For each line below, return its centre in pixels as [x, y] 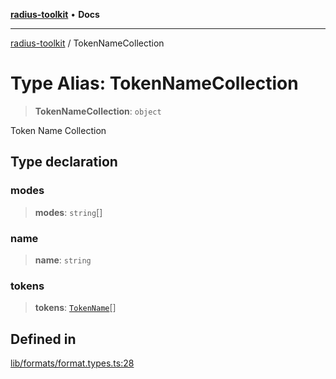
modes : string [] [68, 212]
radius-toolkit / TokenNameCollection [87, 43]
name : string [63, 260]
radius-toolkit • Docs [55, 14]
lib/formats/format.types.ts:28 [72, 363]
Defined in [43, 339]
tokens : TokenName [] [75, 308]
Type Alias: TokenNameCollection [154, 83]
